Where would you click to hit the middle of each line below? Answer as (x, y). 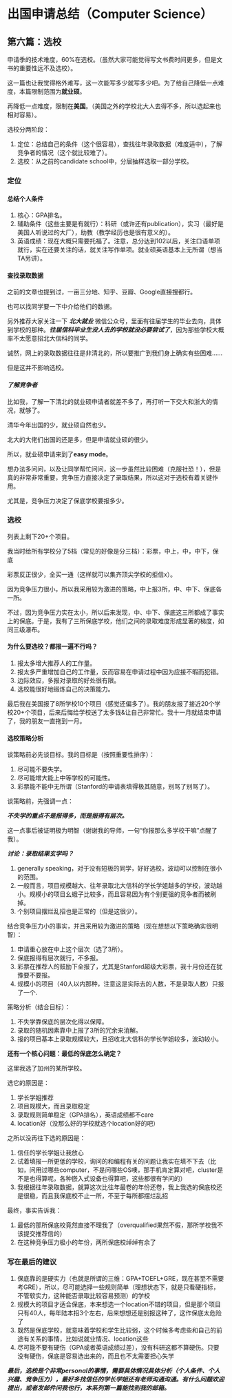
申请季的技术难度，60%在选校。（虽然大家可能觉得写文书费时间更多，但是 (112, 60)
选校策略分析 (25, 738)
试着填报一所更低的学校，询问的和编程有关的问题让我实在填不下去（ (114, 1162)
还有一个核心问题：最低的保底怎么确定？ (64, 1054)
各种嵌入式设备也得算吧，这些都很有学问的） (123, 1179)
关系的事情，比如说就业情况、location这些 (89, 1339)
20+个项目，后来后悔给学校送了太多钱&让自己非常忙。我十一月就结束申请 (117, 712)
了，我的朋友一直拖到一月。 (46, 721)
